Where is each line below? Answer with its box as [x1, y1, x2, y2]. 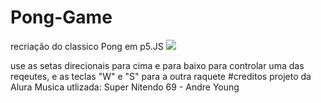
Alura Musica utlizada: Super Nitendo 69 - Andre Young [10, 81, 240, 93]
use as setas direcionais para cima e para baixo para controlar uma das [10, 59, 305, 71]
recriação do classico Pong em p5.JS [10, 40, 164, 52]
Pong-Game [10, 6, 113, 29]
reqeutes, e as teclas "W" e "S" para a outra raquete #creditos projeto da [10, 70, 312, 82]
